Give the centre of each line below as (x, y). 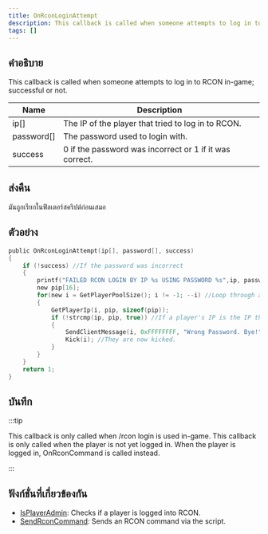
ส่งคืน (19, 188)
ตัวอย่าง (23, 232)
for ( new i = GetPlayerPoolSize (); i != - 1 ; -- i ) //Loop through (146, 296)
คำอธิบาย (26, 63)
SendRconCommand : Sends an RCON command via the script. (122, 521)
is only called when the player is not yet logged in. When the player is (122, 445)
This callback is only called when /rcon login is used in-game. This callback (132, 436)
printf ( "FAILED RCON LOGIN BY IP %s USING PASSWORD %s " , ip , (139, 281)
